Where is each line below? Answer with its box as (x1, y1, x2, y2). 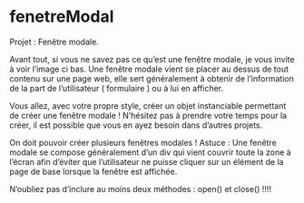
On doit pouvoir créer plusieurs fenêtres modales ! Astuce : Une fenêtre (9, 137, 277, 148)
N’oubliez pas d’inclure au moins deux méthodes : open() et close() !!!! (9, 183, 272, 194)
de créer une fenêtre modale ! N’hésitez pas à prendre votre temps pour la (9, 110, 288, 121)
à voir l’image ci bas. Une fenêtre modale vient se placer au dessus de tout (9, 63, 289, 74)
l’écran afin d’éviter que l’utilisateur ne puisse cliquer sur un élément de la (9, 156, 284, 167)
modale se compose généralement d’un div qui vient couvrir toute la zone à (9, 147, 292, 158)
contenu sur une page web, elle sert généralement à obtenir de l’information (9, 72, 295, 83)
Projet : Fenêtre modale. (9, 36, 100, 47)
